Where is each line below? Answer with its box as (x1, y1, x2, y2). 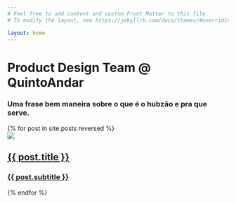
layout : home (7, 29, 46, 36)
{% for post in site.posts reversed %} (7, 124, 114, 132)
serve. (7, 108, 30, 118)
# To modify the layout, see (7, 17, 93, 24)
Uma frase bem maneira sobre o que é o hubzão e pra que (7, 99, 208, 109)
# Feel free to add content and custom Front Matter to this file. (7, 10, 209, 17)
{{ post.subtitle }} (7, 172, 69, 182)
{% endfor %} (7, 188, 48, 197)
